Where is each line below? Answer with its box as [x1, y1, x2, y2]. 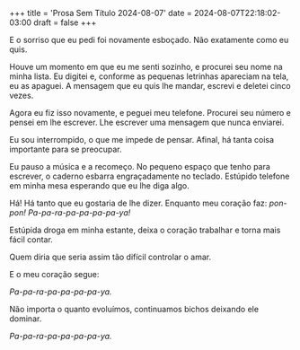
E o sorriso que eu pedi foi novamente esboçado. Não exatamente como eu [9, 35, 289, 45]
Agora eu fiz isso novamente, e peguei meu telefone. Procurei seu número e [9, 108, 292, 118]
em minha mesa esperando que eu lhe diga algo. [9, 180, 190, 191]
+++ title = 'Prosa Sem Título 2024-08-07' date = [9, 8, 193, 18]
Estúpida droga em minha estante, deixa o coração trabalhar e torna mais [9, 224, 281, 235]
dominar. [9, 313, 42, 324]
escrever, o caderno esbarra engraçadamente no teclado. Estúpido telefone [9, 171, 290, 181]
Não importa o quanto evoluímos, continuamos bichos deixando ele [9, 304, 259, 314]
